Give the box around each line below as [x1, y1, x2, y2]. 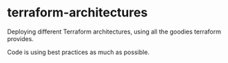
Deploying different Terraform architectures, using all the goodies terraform [7, 27, 222, 36]
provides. [7, 34, 34, 42]
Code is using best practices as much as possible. [7, 48, 150, 56]
